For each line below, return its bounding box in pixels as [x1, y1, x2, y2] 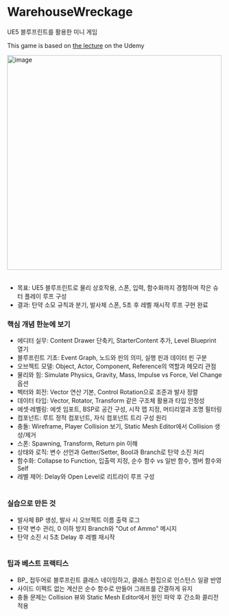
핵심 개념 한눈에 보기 [7, 319, 71, 329]
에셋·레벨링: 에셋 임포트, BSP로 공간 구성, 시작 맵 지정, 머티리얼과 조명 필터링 [16, 405, 222, 413]
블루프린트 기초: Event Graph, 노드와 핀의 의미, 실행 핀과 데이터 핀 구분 [16, 354, 207, 362]
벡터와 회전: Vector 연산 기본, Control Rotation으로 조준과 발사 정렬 [16, 388, 198, 396]
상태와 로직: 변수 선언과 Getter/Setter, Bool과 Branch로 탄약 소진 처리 [16, 448, 204, 457]
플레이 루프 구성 [24, 292, 67, 300]
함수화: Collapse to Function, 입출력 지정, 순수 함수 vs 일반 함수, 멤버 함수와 [16, 457, 222, 465]
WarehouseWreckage [7, 4, 133, 20]
